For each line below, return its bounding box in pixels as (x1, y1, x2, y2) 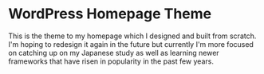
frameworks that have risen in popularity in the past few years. (8, 56, 214, 66)
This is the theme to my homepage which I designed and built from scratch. (8, 31, 257, 41)
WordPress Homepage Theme (8, 5, 212, 23)
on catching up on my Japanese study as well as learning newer (8, 48, 219, 57)
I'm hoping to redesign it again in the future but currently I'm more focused (8, 39, 254, 49)
